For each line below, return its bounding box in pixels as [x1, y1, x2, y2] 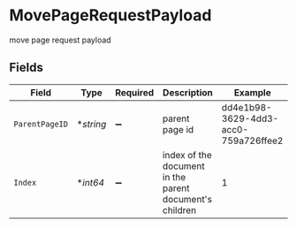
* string [76, 118, 107, 130]
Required [114, 86, 155, 98]
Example [233, 86, 271, 98]
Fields [9, 60, 44, 75]
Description [162, 86, 214, 98]
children [162, 204, 197, 217]
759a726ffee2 [221, 134, 284, 147]
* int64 [76, 176, 104, 188]
